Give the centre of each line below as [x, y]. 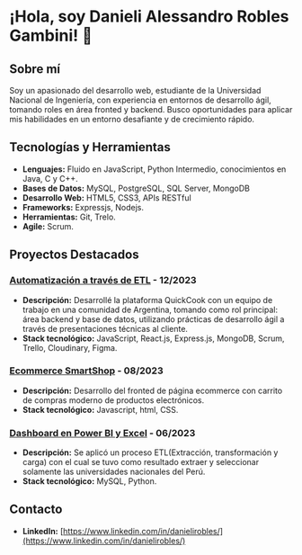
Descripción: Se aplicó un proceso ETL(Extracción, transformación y [150, 452]
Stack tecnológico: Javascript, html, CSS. [100, 409]
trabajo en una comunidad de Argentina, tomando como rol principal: [150, 309]
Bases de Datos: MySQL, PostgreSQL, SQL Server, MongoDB [136, 188]
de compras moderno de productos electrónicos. [113, 400]
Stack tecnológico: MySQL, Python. [89, 481]
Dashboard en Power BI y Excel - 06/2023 [102, 433]
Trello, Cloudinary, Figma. [70, 347]
